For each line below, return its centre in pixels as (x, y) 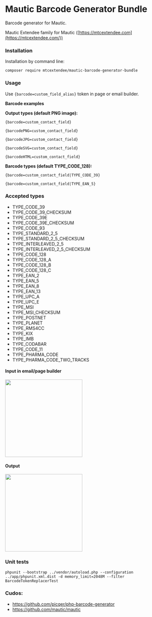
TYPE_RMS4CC (28, 328)
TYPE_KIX (22, 333)
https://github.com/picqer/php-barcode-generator (63, 604)
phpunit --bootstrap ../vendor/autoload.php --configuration (69, 572)
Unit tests (17, 562)
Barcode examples (25, 103)
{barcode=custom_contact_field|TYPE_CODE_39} (53, 175)
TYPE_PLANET (27, 323)
